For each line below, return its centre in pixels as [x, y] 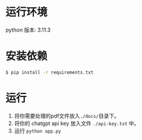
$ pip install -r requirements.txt [50, 72]
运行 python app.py [37, 130]
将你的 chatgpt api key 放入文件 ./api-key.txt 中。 [77, 123]
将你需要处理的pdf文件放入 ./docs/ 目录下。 [67, 116]
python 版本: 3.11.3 [28, 30]
